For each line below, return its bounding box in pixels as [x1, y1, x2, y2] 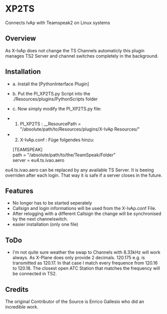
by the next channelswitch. [12, 216, 68, 222]
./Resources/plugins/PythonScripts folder [12, 96, 98, 102]
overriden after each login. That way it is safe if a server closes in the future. [5, 172, 162, 178]
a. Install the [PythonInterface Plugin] [12, 81, 89, 87]
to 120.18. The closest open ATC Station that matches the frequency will [12, 265, 160, 271]
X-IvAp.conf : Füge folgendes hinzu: [19, 137, 94, 143]
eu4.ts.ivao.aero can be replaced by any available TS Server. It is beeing [5, 167, 154, 173]
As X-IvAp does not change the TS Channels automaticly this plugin [5, 47, 145, 53]
